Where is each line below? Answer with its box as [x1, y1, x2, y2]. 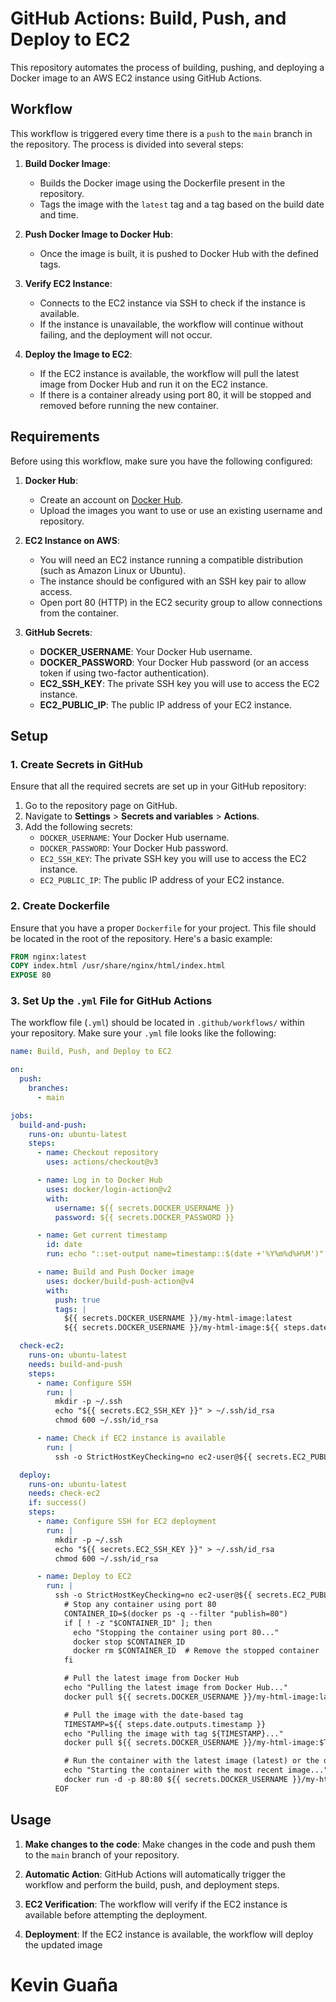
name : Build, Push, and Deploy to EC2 [10, 1047, 172, 1057]
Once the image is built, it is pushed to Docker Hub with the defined [39, 247, 319, 259]
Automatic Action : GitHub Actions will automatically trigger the [24, 1868, 286, 1880]
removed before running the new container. [39, 399, 219, 411]
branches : [28, 1083, 70, 1094]
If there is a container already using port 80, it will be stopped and [39, 388, 312, 401]
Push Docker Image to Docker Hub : [24, 228, 173, 240]
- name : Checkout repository [36, 1148, 159, 1158]
